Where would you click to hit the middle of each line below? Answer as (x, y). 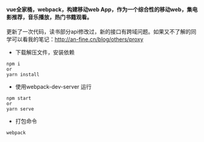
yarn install (23, 75)
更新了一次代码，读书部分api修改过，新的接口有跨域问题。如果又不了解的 (99, 32)
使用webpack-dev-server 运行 (53, 87)
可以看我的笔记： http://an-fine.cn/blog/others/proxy (77, 39)
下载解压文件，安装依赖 (45, 53)
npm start (19, 99)
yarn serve (20, 109)
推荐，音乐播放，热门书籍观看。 (52, 17)
